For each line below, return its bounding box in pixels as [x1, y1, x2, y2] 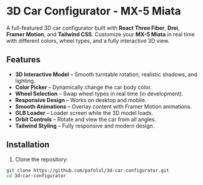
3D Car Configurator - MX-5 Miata [6, 4, 181, 18]
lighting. [15, 77, 36, 84]
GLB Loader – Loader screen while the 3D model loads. [15, 109, 153, 116]
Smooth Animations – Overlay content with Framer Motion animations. [15, 103, 192, 110]
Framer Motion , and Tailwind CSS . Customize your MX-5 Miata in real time [6, 30, 195, 37]
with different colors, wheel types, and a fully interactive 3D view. [6, 37, 170, 44]
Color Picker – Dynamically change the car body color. [15, 83, 152, 91]
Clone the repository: [15, 155, 68, 163]
